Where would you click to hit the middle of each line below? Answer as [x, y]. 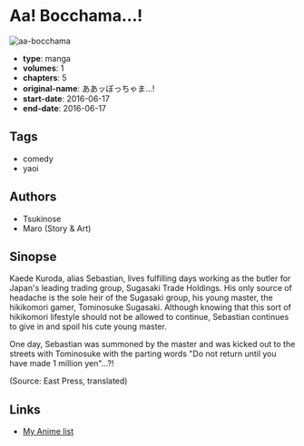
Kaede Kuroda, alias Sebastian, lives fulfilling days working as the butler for [150, 278]
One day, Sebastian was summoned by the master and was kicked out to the [152, 344]
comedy [38, 159]
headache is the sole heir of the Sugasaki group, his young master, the [142, 298]
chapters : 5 [44, 77]
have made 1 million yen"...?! [62, 364]
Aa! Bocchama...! [76, 16]
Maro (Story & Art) [57, 228]
